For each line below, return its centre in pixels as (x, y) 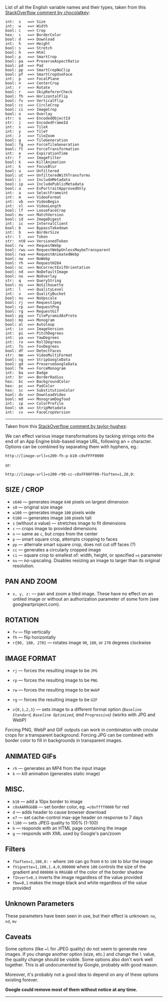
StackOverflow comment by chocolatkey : (48, 13)
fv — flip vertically (31, 632)
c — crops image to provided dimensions (54, 528)
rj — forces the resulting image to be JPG (55, 671)
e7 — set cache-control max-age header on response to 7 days (77, 817)
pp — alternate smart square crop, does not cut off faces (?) (74, 544)
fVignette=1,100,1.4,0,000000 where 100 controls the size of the (79, 867)
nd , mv (11, 921)
